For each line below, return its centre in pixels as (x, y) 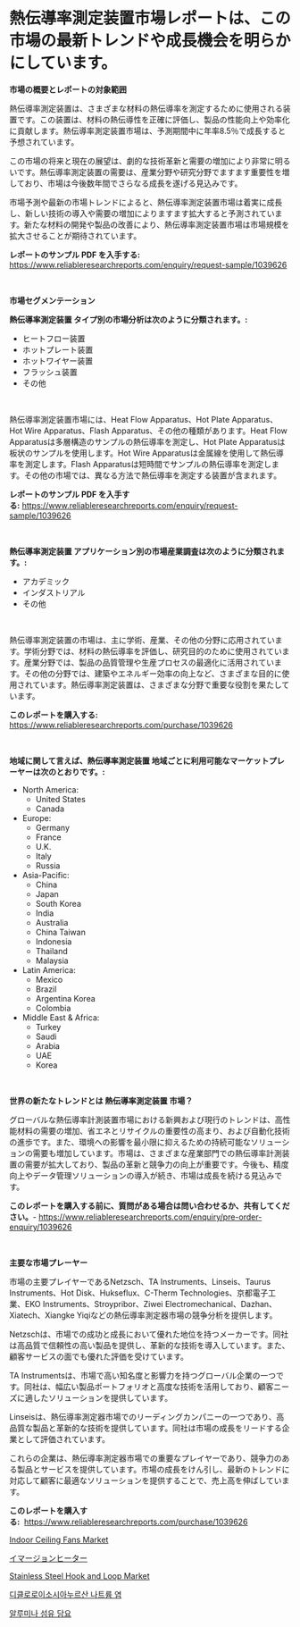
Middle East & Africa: (61, 1017)
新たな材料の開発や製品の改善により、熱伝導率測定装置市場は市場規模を (157, 224)
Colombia (53, 1008)
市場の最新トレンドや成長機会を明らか (150, 41)
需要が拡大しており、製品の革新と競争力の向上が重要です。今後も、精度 (157, 1164)
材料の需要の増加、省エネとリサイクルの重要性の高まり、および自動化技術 (153, 1130)
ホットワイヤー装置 (58, 361)
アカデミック (46, 581)
